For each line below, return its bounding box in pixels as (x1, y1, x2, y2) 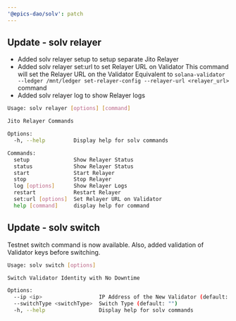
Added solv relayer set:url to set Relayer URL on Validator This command (17, 63, 229, 71)
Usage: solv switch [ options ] (7, 262, 97, 269)
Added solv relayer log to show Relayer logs (17, 91, 146, 99)
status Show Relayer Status (13, 163, 134, 170)
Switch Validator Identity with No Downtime (7, 274, 140, 281)
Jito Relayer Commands (7, 118, 74, 125)
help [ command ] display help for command (13, 202, 150, 209)
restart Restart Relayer (13, 189, 121, 196)
